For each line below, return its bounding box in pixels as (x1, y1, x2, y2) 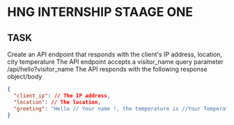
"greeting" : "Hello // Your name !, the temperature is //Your (13, 105, 201, 112)
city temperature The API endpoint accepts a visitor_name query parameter (7, 58, 224, 66)
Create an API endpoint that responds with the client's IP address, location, (7, 50, 223, 58)
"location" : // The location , (13, 99, 101, 106)
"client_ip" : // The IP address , (13, 92, 111, 99)
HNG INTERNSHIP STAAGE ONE (7, 4, 194, 20)
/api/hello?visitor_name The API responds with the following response (7, 65, 208, 73)
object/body (7, 72, 42, 81)
